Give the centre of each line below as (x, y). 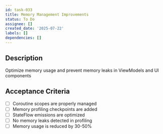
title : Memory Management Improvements (47, 15)
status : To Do (20, 19)
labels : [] (17, 33)
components (18, 75)
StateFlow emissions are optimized (49, 115)
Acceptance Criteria (37, 92)
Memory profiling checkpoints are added (55, 109)
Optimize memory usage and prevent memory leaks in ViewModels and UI (82, 70)
